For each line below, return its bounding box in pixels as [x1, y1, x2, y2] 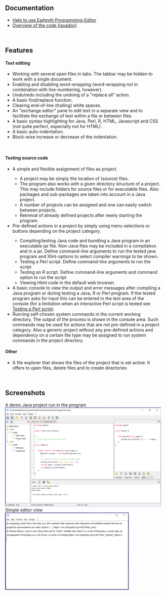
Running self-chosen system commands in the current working [12, 311, 141, 317]
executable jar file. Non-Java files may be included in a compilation [19, 243, 157, 249]
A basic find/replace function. [12, 97, 73, 103]
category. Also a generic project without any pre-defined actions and [12, 327, 153, 333]
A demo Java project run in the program [5, 402, 86, 408]
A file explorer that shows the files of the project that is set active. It [12, 359, 150, 365]
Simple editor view [5, 507, 43, 513]
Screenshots [5, 389, 45, 397]
